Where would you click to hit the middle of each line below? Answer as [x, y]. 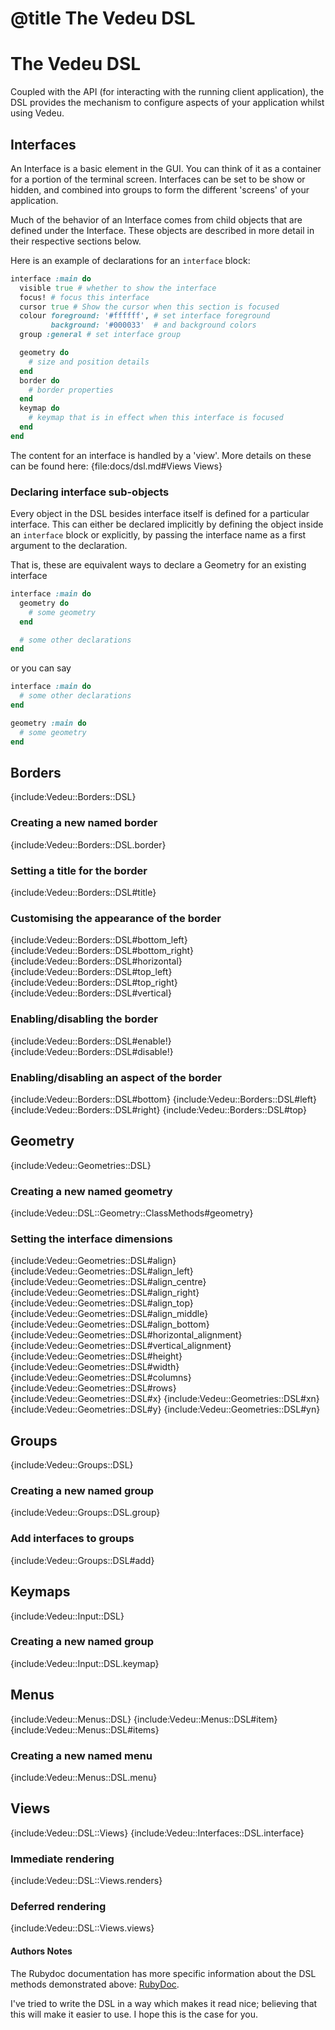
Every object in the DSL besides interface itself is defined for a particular [160, 514]
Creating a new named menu [81, 1755]
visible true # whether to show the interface [118, 288]
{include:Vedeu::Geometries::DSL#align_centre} [108, 1282]
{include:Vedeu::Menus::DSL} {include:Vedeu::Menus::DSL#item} [144, 1719]
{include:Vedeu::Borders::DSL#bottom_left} [99, 940]
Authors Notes [41, 1951]
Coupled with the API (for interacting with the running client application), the [167, 92]
